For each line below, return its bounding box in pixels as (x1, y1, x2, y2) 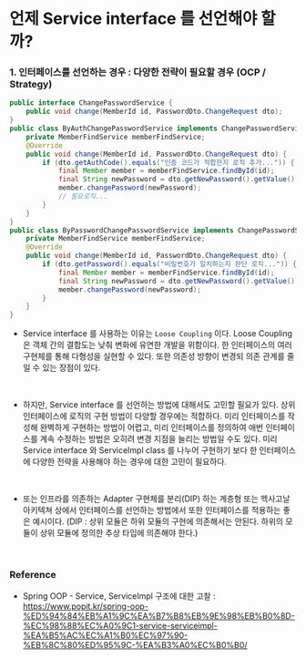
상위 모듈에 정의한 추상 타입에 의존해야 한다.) (39, 528, 199, 539)
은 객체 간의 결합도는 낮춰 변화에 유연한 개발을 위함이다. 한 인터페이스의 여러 (22, 339, 293, 351)
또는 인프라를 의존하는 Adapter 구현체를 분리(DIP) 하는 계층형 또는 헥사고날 (22, 493, 291, 504)
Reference (9, 569, 56, 582)
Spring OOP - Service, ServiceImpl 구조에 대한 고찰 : (22, 590, 216, 602)
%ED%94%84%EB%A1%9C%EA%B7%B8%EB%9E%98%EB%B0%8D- (22, 610, 296, 621)
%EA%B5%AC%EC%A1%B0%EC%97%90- (22, 630, 189, 641)
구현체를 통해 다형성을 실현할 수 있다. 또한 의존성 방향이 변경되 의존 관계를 (22, 351, 285, 362)
